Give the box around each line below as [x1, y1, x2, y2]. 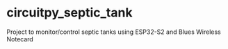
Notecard [6, 35, 34, 43]
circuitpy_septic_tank [6, 5, 133, 21]
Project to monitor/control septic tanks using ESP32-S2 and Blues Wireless [6, 28, 222, 36]
